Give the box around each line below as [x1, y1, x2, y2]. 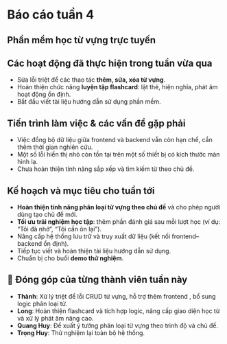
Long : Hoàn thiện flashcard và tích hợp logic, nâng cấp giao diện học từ [16, 306, 220, 315]
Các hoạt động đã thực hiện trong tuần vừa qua [7, 57, 213, 69]
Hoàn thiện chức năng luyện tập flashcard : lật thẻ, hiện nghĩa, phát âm [16, 83, 218, 91]
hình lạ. [16, 158, 38, 166]
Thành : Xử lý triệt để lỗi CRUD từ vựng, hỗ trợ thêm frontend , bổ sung [16, 292, 216, 300]
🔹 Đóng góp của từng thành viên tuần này [7, 274, 188, 286]
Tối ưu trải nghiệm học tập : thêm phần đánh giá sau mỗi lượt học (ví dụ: [16, 218, 221, 226]
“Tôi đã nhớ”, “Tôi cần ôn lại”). [16, 225, 101, 233]
